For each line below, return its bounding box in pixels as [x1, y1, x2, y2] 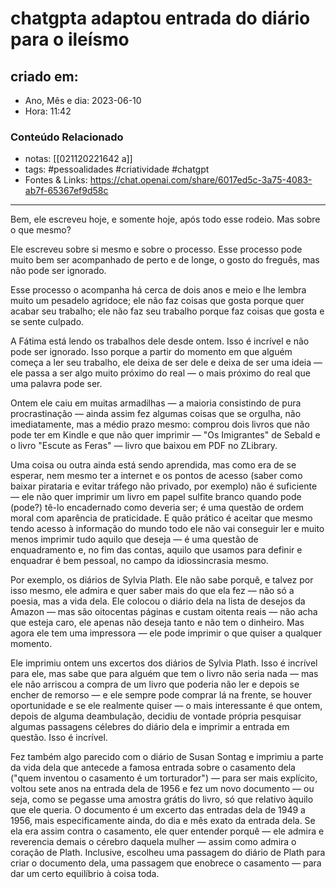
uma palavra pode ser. [10, 378, 103, 390]
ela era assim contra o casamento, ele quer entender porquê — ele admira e [10, 825, 325, 837]
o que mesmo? [10, 224, 72, 236]
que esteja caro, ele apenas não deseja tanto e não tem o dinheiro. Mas [10, 617, 305, 629]
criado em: [10, 68, 79, 85]
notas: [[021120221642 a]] [24, 153, 133, 165]
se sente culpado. [10, 316, 85, 328]
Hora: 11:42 [24, 105, 72, 117]
